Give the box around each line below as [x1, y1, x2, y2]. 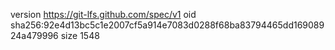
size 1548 [60, 30, 100, 41]
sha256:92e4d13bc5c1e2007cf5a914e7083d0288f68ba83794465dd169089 [10, 19, 325, 31]
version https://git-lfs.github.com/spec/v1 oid [10, 9, 197, 20]
